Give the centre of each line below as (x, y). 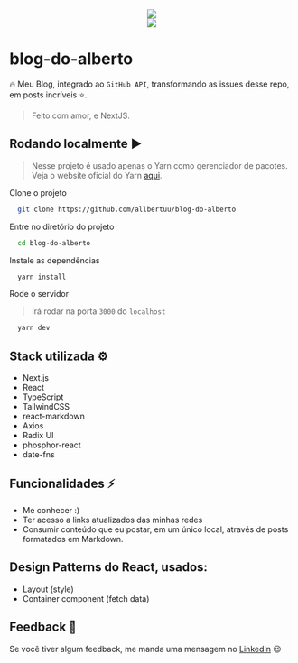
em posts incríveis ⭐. (48, 95)
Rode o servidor (39, 294)
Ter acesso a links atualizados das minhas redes (112, 520)
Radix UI (38, 436)
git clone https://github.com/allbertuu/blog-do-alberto (127, 209)
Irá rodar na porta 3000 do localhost (98, 311)
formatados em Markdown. (73, 539)
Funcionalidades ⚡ (62, 484)
